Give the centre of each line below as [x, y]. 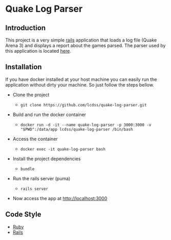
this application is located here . [38, 51]
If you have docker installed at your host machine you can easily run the [81, 79]
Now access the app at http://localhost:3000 [60, 198]
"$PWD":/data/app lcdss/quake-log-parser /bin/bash [77, 129]
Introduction [26, 28]
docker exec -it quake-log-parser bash [63, 149]
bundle [27, 169]
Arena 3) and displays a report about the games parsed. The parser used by [85, 46]
